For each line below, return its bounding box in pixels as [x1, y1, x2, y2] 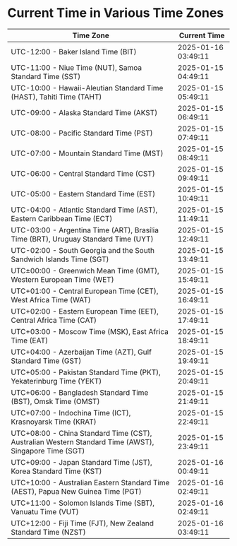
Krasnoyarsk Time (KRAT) [11, 417, 97, 427]
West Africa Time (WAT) [11, 295, 92, 304]
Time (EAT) [11, 336, 48, 345]
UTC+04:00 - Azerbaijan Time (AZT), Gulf [11, 347, 152, 357]
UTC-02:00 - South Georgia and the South [11, 245, 155, 255]
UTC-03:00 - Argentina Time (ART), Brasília [11, 225, 159, 235]
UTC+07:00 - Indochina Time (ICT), [11, 408, 131, 417]
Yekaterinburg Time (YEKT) [11, 376, 102, 386]
